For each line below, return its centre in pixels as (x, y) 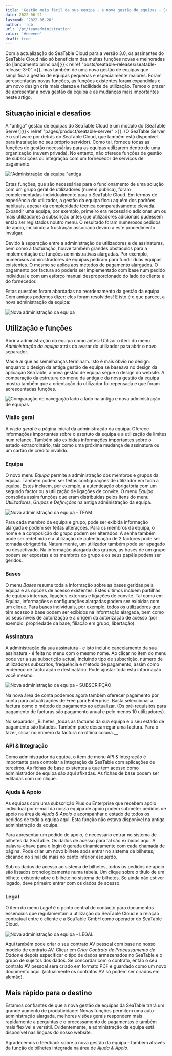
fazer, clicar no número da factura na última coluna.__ (62, 732)
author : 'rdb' (20, 24)
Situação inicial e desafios (48, 113)
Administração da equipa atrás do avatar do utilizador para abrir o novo (81, 346)
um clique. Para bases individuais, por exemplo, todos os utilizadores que (83, 607)
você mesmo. (20, 675)
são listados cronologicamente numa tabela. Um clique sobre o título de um (85, 872)
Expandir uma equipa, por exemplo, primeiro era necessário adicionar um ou (86, 211)
